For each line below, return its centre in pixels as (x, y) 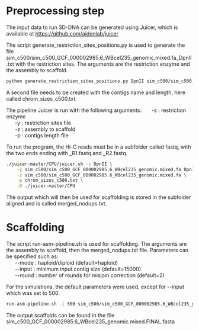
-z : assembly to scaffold (45, 129)
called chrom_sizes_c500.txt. (41, 98)
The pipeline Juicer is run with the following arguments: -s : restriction (96, 110)
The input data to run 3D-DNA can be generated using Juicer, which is (92, 27)
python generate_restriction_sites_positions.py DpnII (75, 81)
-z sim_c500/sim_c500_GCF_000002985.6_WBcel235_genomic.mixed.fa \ (102, 175)
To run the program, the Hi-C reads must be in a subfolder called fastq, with (99, 147)
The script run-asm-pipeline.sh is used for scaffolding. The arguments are (97, 244)
